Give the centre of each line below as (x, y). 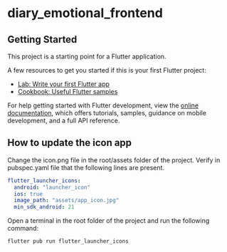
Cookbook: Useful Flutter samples (68, 91)
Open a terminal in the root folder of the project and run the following (109, 221)
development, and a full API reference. (64, 120)
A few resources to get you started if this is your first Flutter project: (107, 70)
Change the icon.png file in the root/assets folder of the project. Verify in (114, 160)
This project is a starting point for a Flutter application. (87, 56)
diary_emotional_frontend (85, 13)
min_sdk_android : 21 (44, 207)
